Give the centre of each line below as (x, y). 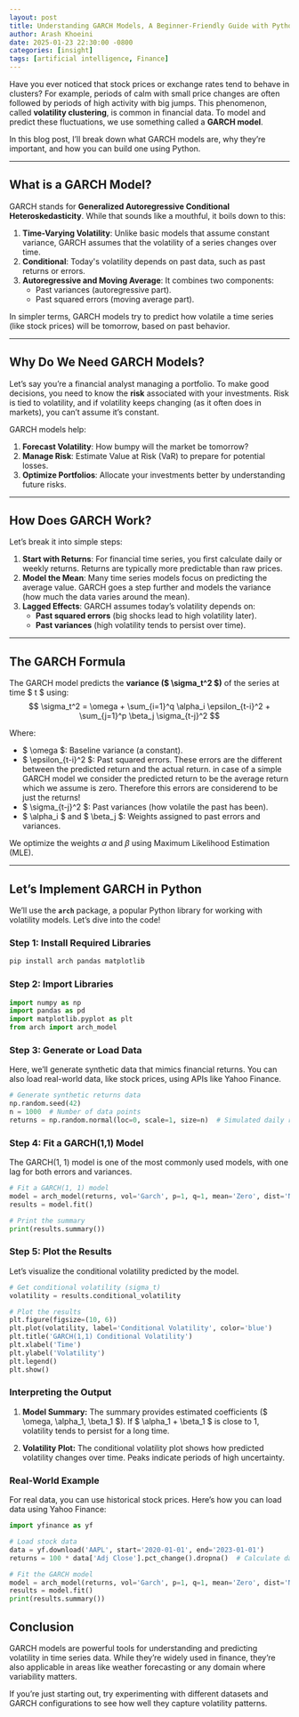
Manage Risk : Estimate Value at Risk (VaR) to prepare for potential (143, 455)
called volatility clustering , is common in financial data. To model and (137, 113)
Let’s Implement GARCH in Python (105, 889)
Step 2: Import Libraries (61, 984)
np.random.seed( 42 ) (45, 1104)
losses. (35, 465)
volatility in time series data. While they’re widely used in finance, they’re (142, 1657)
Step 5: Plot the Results (61, 1252)
